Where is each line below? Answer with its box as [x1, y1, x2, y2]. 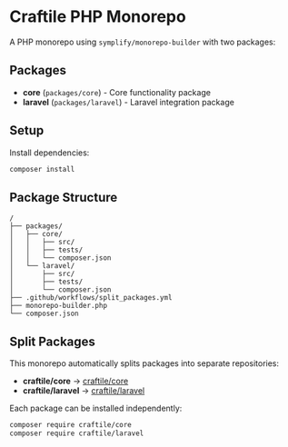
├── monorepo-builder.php [9, 302, 107, 311]
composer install [9, 164, 75, 174]
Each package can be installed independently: [9, 402, 183, 414]
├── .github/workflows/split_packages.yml [9, 293, 173, 303]
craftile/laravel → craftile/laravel [22, 385, 145, 396]
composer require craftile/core [9, 421, 132, 430]
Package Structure [9, 189, 118, 205]
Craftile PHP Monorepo [9, 6, 186, 27]
